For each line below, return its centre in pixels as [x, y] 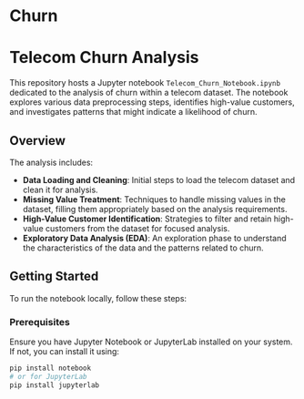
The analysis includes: [51, 162]
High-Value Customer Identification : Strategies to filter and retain [147, 219]
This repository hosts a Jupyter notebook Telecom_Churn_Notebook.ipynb [145, 83]
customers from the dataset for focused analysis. [137, 228]
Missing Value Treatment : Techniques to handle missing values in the [154, 199]
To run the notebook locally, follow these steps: [98, 298]
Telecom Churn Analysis [104, 58]
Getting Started [54, 276]
